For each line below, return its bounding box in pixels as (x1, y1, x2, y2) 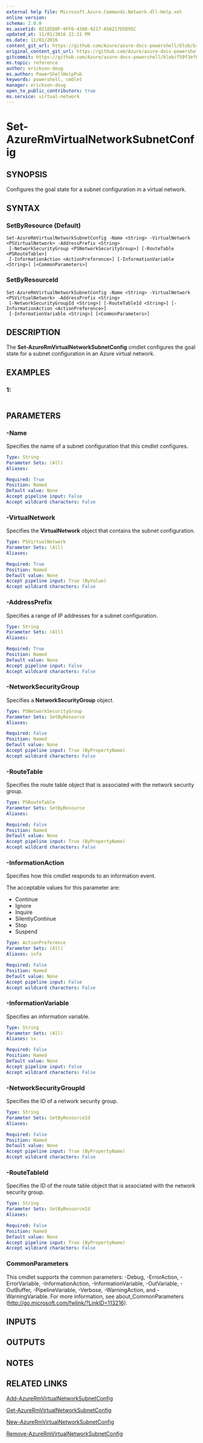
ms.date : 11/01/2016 (6, 37, 59, 43)
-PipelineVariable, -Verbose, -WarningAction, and (33, 1286, 156, 1293)
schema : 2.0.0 (6, 20, 42, 26)
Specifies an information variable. (6, 1013, 90, 1020)
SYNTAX (6, 203, 40, 214)
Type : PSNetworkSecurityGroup (6, 708, 83, 714)
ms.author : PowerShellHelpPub (6, 71, 83, 77)
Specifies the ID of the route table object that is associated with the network (6, 1182, 196, 1189)
